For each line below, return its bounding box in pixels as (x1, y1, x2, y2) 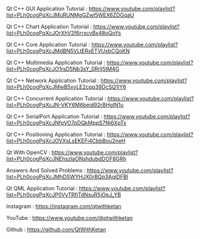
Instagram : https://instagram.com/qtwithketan (6, 203, 122, 210)
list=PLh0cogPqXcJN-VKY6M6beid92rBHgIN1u (6, 101, 124, 108)
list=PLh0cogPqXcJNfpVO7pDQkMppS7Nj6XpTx (6, 119, 127, 126)
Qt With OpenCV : (6, 149, 50, 156)
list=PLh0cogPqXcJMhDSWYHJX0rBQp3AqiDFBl (6, 173, 129, 180)
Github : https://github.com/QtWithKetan (6, 226, 106, 233)
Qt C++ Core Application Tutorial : (6, 41, 90, 48)
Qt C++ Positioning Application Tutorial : (6, 131, 106, 138)
